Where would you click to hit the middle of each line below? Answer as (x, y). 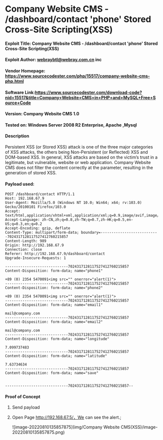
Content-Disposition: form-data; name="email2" (54, 322)
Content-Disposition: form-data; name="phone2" (54, 288)
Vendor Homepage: (25, 71)
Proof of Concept (23, 396)
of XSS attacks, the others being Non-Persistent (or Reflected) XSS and (76, 152)
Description (17, 136)
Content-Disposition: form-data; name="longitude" (57, 339)
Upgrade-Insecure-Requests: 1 (36, 258)
